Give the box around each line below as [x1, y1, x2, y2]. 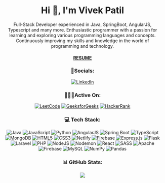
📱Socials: [70, 67, 95, 74]
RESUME [73, 54, 92, 60]
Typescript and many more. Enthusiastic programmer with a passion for [8, 26, 157, 33]
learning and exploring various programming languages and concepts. [9, 32, 156, 38]
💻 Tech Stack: [64, 116, 101, 124]
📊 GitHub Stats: [62, 159, 103, 166]
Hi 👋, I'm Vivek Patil [41, 5, 124, 16]
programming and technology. [51, 43, 114, 49]
